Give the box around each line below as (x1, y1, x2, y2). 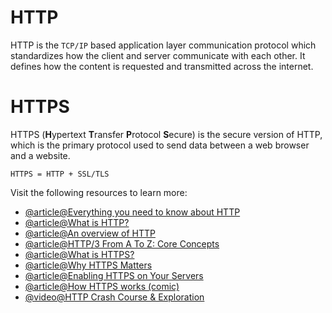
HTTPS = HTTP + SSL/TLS (10, 169, 110, 179)
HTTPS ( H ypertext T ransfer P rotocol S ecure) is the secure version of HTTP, (10, 128, 323, 140)
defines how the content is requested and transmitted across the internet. (10, 60, 314, 72)
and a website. (10, 149, 71, 161)
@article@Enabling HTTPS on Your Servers (24, 269, 204, 281)
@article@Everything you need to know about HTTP (24, 206, 241, 218)
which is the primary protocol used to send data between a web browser (10, 139, 310, 151)
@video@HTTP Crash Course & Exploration (24, 291, 205, 303)
